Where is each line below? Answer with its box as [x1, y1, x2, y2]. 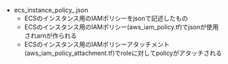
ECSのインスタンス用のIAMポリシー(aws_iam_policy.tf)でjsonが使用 [24, 23, 219, 31]
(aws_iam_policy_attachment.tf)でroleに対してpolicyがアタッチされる [24, 49, 222, 57]
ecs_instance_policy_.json [13, 6, 89, 14]
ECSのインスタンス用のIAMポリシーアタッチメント [24, 40, 170, 48]
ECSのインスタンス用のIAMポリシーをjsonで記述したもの [24, 14, 188, 22]
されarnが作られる [24, 31, 77, 40]
